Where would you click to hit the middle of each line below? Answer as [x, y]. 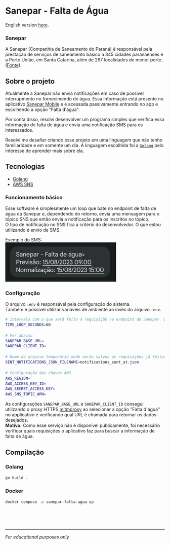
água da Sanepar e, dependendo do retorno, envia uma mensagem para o [82, 214]
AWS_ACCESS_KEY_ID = [26, 384]
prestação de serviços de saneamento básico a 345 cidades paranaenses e [84, 55]
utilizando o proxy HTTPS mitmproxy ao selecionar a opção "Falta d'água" [83, 409]
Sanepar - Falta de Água [57, 11]
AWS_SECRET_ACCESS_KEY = [30, 389]
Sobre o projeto [30, 81]
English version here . [27, 25]
